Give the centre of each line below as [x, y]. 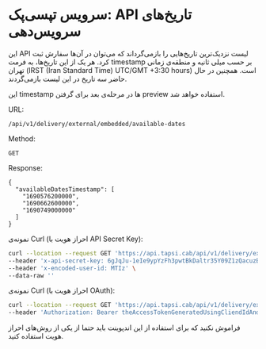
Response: [26, 167]
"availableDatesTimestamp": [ [65, 189]
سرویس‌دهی [45, 31]
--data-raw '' [32, 275]
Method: [22, 138]
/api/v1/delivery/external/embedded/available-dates [97, 124]
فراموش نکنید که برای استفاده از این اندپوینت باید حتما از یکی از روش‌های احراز [124, 328]
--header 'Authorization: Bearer [63, 313]
